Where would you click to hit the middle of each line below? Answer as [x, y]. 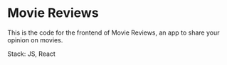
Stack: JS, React [31, 54]
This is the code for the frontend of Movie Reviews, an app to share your [114, 32]
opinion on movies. [35, 40]
